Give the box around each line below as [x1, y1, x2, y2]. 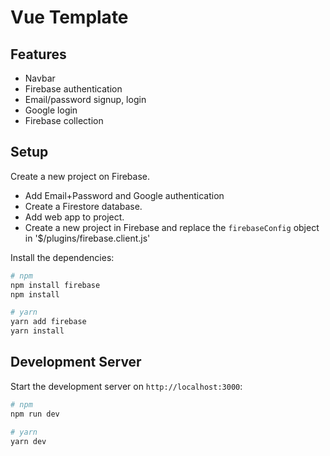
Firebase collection [24, 115, 104, 126]
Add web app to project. [24, 211, 125, 223]
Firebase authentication [24, 83, 123, 95]
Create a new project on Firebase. [10, 170, 151, 182]
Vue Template [10, 6, 129, 29]
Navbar [24, 72, 56, 84]
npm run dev [10, 409, 60, 419]
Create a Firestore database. [24, 200, 143, 212]
